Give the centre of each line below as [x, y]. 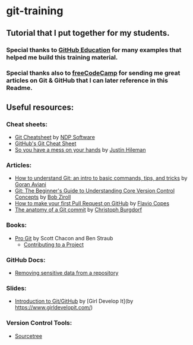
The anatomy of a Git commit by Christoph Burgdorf [78, 210]
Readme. [19, 88]
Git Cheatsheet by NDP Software [55, 137]
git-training [35, 11]
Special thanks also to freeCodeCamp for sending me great [93, 73]
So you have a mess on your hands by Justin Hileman [80, 150]
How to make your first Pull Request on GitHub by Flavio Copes [92, 203]
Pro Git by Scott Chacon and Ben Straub [64, 238]
